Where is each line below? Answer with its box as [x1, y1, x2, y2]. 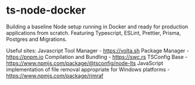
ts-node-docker [6, 4, 86, 17]
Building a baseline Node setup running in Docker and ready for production [6, 23, 189, 30]
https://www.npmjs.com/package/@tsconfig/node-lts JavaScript [6, 60, 164, 67]
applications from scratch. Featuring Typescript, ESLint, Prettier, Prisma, [6, 29, 181, 36]
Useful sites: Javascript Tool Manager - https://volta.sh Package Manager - [6, 47, 190, 54]
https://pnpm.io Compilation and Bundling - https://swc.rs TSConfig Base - [6, 53, 188, 60]
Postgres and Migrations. [6, 35, 67, 42]
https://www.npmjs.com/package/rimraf [6, 72, 104, 79]
